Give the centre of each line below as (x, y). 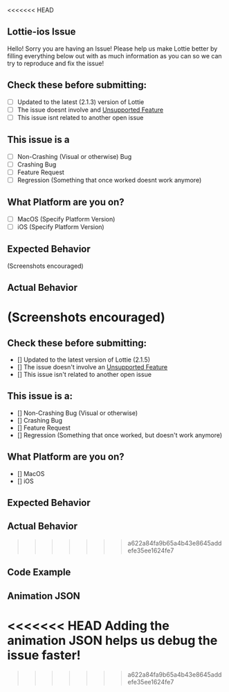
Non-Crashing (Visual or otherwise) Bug (74, 156)
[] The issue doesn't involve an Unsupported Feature (92, 367)
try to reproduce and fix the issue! (56, 63)
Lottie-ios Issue (42, 32)
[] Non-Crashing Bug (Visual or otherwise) (77, 413)
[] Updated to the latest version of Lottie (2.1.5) (84, 360)
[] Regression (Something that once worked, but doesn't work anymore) (120, 435)
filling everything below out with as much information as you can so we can (115, 56)
